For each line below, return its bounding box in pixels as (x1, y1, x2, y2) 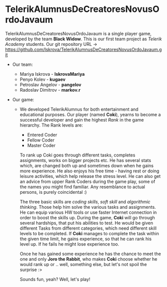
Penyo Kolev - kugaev (19, 76, 66, 82)
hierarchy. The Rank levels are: (19, 122, 83, 128)
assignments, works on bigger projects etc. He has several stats (19, 157, 152, 163)
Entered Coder (27, 132, 58, 138)
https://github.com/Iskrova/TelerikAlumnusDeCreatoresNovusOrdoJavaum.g (5, 46, 162, 52)
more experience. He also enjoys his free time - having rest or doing (19, 168, 160, 174)
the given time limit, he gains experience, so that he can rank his (19, 236, 152, 242)
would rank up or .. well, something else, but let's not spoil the (19, 261, 147, 267)
